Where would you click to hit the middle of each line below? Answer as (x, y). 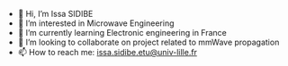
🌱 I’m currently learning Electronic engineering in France (122, 33)
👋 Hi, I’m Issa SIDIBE (55, 14)
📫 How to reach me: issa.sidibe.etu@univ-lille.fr (108, 52)
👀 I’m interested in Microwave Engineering (96, 23)
